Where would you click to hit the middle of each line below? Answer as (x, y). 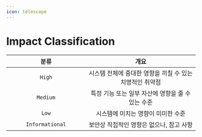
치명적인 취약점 (140, 82)
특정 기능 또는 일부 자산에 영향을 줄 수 (141, 93)
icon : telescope (26, 12)
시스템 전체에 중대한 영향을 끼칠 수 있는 (141, 73)
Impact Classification (61, 41)
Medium (46, 97)
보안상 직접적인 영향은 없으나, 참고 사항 (141, 124)
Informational (46, 124)
